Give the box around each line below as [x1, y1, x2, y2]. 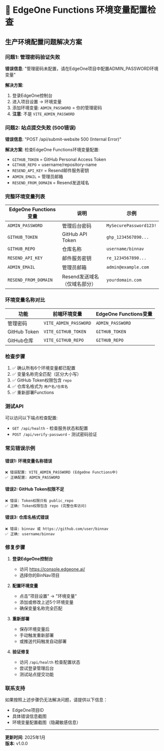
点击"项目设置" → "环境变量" [19, 593, 77, 599]
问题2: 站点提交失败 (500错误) [5, 124, 76, 131]
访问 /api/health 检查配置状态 [19, 659, 81, 665]
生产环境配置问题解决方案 [5, 38, 82, 46]
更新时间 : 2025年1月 [5, 734, 45, 740]
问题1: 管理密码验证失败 [5, 53, 60, 60]
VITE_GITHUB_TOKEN [43, 329, 86, 334]
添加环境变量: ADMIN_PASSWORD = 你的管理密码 [12, 105, 102, 111]
